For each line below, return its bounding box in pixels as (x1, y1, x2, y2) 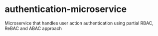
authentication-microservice (4, 3, 127, 15)
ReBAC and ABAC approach (4, 25, 62, 31)
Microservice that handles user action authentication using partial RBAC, (4, 20, 154, 26)
